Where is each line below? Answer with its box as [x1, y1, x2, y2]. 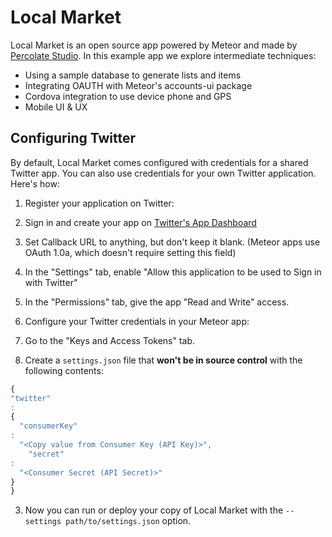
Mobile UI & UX [24, 101, 88, 113]
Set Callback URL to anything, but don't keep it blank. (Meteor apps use [24, 236, 321, 248]
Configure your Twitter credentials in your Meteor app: [24, 315, 250, 327]
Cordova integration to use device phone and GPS [24, 90, 232, 102]
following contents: [24, 364, 104, 376]
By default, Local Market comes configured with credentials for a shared [10, 156, 309, 168]
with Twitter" [24, 276, 78, 288]
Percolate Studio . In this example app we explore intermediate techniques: [10, 49, 317, 61]
